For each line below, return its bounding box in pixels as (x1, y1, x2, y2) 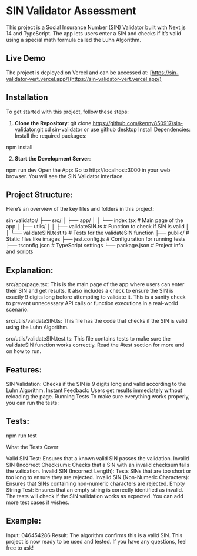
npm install (6, 143, 33, 151)
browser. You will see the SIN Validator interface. (6, 172, 125, 179)
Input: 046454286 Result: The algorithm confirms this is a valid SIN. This (6, 531, 183, 538)
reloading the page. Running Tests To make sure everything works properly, (6, 393, 190, 400)
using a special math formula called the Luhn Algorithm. (6, 36, 141, 43)
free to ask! (6, 544, 34, 551)
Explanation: (6, 265, 54, 275)
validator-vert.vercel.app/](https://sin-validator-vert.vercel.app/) (6, 75, 162, 82)
